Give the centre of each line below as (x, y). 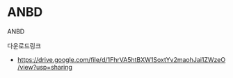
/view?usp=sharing (45, 67)
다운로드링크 (24, 45)
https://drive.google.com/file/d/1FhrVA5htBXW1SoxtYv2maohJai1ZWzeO (121, 59)
